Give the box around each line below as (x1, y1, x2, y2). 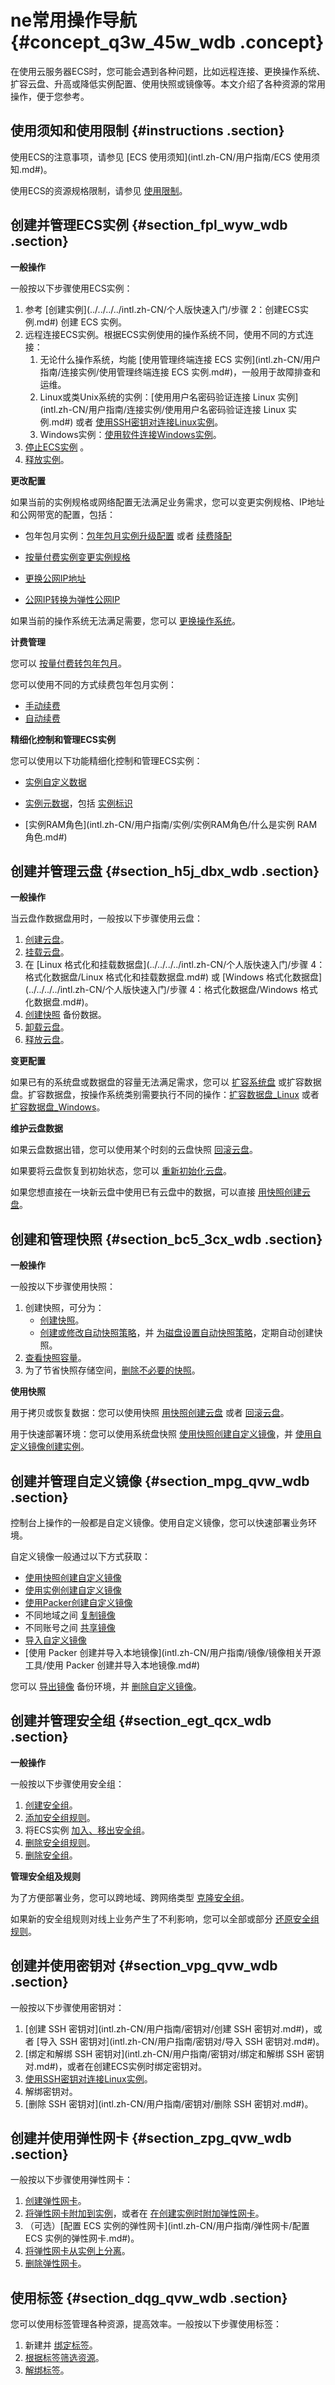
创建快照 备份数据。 (24, 1009, 107, 1021)
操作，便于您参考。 (10, 90, 90, 102)
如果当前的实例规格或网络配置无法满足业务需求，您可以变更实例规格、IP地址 (10, 496, 325, 508)
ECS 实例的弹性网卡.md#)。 (24, 2232, 140, 2245)
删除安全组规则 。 (24, 1836, 96, 1848)
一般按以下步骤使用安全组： (10, 1777, 125, 1790)
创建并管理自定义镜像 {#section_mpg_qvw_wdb (10, 1472, 310, 1490)
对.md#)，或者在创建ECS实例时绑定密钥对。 (24, 2060, 208, 2072)
